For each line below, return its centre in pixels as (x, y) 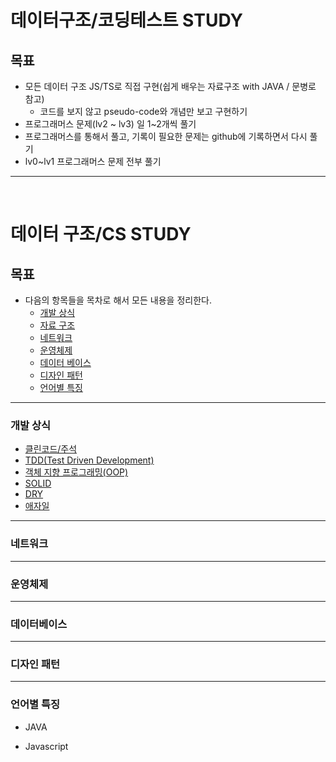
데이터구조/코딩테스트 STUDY (126, 20)
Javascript (46, 746)
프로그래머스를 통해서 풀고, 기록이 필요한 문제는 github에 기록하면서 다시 (166, 136)
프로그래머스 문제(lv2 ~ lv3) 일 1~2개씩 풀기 (110, 124)
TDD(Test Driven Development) (89, 460)
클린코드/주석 (51, 449)
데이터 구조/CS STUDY (101, 234)
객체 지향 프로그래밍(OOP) (76, 472)
